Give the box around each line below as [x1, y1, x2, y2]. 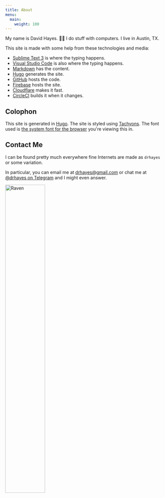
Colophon [5, 107, 37, 116]
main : [10, 17, 22, 22]
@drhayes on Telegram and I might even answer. [5, 174, 107, 180]
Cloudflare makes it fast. [12, 87, 64, 94]
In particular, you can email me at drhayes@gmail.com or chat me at [5, 169, 147, 175]
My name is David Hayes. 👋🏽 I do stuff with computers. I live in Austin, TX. [5, 35, 159, 41]
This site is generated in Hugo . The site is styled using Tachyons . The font [5, 121, 159, 127]
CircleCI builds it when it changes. [12, 93, 84, 99]
